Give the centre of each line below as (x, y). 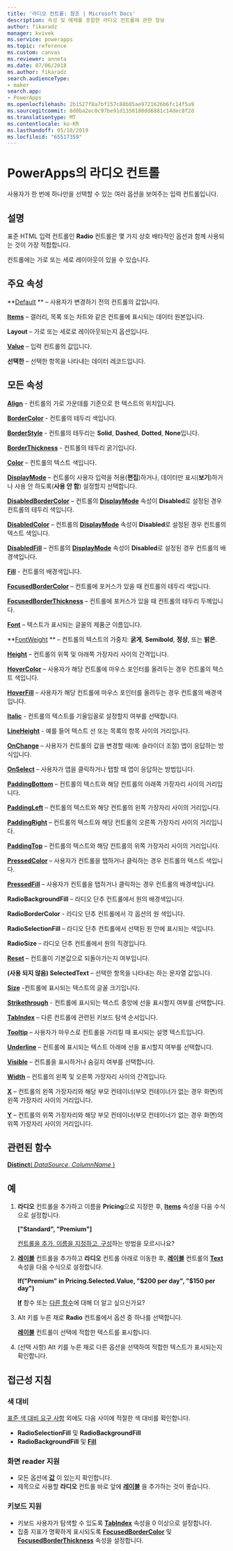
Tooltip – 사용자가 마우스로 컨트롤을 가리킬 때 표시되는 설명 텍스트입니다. (106, 1032)
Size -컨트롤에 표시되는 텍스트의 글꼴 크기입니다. (73, 987)
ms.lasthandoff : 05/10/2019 (48, 130)
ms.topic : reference (37, 46)
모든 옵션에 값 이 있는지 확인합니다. (65, 1478)
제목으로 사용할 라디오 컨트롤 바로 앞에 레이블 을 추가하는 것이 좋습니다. (114, 1487)
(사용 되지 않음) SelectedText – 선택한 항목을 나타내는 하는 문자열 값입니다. (110, 973)
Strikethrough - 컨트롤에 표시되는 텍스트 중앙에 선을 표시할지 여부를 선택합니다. (116, 1002)
